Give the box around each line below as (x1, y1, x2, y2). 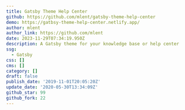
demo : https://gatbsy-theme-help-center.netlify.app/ (6, 19, 141, 25)
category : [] (6, 68, 38, 74)
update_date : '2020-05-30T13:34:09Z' (6, 84, 98, 90)
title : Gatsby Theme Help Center (6, 8, 88, 15)
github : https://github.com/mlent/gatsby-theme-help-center (6, 14, 156, 20)
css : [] (6, 57, 25, 63)
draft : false (6, 73, 38, 79)
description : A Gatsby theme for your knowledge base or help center (6, 41, 180, 47)
